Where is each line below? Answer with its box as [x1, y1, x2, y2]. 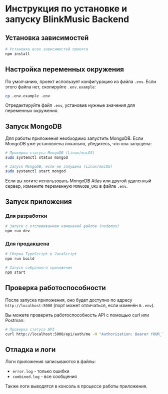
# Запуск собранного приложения [5, 265, 72, 270]
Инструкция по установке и [5, 3, 127, 14]
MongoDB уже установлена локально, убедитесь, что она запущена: [5, 141, 152, 147]
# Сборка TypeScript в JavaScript [5, 252, 77, 257]
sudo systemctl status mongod [5, 155, 68, 160]
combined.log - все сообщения [12, 374, 77, 380]
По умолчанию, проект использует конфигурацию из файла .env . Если [5, 78, 156, 84]
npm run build [5, 256, 35, 261]
